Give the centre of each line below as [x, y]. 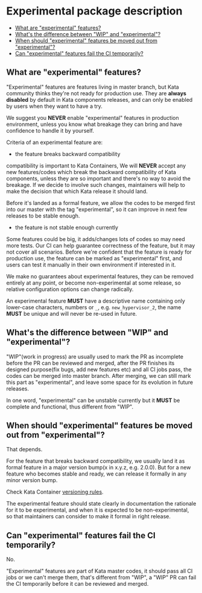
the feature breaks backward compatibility [68, 154]
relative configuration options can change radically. [70, 289]
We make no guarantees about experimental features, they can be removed [100, 276]
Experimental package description [94, 11]
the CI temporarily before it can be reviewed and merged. [77, 584]
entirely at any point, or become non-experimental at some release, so [93, 283]
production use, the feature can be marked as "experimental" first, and [94, 258]
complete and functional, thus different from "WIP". [70, 406]
